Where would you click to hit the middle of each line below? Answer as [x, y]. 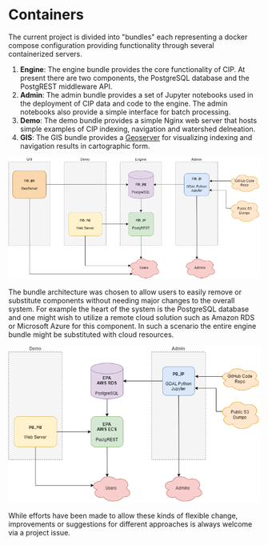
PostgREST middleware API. [66, 86]
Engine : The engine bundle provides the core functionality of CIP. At [132, 69]
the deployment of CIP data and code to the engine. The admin [124, 103]
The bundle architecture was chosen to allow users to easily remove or [125, 292]
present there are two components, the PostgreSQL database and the [134, 78]
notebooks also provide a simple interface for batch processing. [125, 112]
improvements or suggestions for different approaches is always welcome [130, 524]
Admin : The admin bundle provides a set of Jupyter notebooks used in [136, 94]
